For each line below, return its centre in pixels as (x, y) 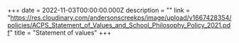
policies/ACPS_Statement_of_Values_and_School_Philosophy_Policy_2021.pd (119, 25)
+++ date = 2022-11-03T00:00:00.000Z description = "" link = (99, 10)
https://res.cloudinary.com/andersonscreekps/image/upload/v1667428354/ (121, 18)
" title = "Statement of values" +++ (60, 32)
